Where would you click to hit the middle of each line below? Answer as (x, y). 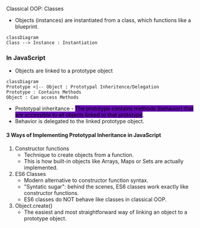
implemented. (41, 168)
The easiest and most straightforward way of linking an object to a (105, 212)
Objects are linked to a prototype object (64, 71)
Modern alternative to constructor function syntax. (86, 180)
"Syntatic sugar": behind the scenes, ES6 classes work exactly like (106, 186)
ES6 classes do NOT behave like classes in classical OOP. (95, 199)
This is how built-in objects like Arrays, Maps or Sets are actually (104, 161)
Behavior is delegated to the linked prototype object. (80, 121)
